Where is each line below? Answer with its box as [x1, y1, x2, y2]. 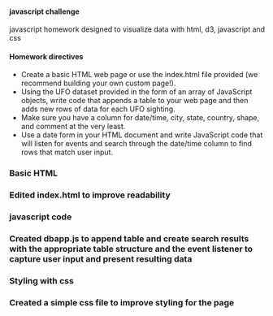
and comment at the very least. [20, 122, 126, 132]
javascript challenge [9, 6, 80, 16]
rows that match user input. [20, 147, 113, 158]
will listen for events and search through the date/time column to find [20, 139, 253, 149]
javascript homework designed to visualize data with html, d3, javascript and [9, 24, 266, 34]
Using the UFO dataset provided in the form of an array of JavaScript [20, 87, 253, 97]
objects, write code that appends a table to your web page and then [20, 96, 249, 106]
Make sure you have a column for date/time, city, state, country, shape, [20, 113, 260, 123]
